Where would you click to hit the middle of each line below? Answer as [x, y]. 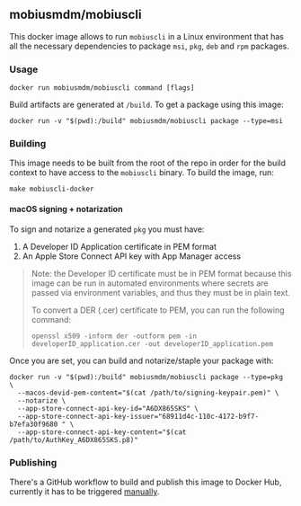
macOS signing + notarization [66, 209]
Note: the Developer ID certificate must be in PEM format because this [161, 273]
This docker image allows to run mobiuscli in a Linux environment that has [147, 36]
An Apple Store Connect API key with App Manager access [131, 256]
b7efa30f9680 [34, 424]
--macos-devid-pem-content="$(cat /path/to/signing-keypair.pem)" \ [148, 393]
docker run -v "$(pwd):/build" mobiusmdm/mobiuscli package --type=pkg [146, 377]
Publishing [33, 462]
